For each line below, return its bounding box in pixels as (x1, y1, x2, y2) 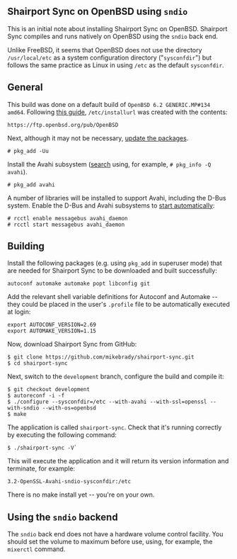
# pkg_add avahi (7, 181, 55, 188)
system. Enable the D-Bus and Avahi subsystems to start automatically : (7, 201, 215, 210)
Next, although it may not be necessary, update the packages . (7, 134, 189, 142)
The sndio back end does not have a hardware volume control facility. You (7, 530, 224, 538)
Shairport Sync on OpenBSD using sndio (7, 6, 188, 18)
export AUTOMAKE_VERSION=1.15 (7, 327, 97, 335)
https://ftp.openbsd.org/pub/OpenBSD (7, 121, 119, 128)
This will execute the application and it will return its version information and (7, 457, 229, 465)
